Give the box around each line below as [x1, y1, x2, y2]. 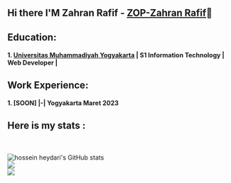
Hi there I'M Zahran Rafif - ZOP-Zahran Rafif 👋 [7, 7, 213, 19]
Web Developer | [7, 58, 58, 67]
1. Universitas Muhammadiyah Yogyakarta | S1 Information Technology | [7, 51, 225, 60]
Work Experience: [7, 79, 89, 91]
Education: [7, 31, 57, 43]
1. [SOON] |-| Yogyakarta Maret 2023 [7, 99, 119, 107]
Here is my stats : [7, 119, 86, 131]
